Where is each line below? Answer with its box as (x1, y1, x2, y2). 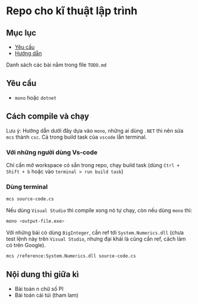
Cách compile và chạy (6, 111, 90, 121)
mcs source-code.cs (6, 196, 54, 202)
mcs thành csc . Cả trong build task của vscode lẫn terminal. (6, 133, 147, 140)
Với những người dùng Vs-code (6, 148, 98, 156)
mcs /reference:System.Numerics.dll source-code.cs (6, 253, 136, 259)
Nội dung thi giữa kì (6, 270, 79, 280)
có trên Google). (6, 241, 46, 248)
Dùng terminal (6, 183, 48, 191)
